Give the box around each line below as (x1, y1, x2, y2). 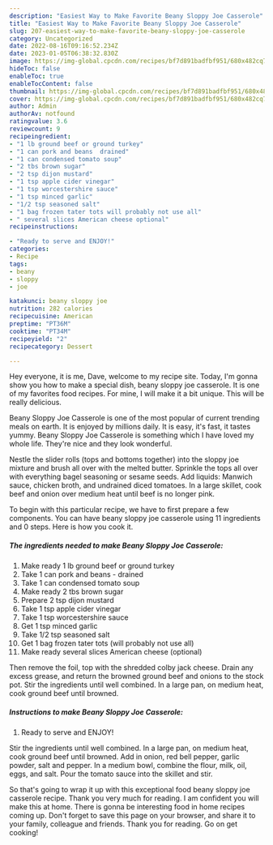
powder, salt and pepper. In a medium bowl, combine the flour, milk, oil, (9, 761, 248, 770)
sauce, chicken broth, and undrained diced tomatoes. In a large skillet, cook (9, 480, 262, 490)
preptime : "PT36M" (9, 320, 71, 328)
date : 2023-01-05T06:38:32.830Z (9, 49, 118, 58)
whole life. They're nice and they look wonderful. (9, 439, 173, 449)
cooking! (9, 828, 39, 838)
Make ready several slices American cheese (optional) (20, 647, 203, 657)
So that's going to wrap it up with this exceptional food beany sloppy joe (9, 785, 250, 795)
